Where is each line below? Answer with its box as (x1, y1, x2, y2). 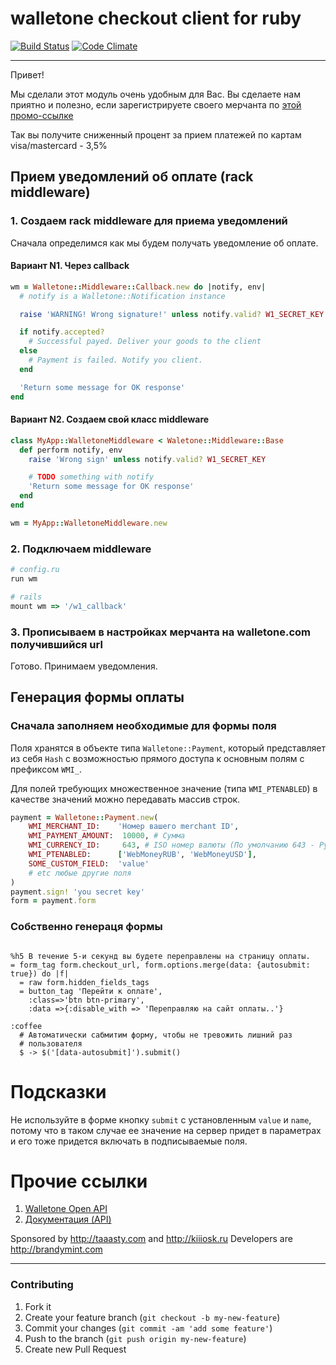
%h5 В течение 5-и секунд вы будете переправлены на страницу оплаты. (10, 951, 311, 961)
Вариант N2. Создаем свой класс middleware (10, 413, 210, 426)
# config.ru (10, 565, 60, 575)
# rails (10, 592, 43, 602)
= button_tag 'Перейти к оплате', (19, 986, 163, 996)
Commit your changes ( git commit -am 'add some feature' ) (24, 1322, 273, 1334)
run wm (10, 573, 38, 584)
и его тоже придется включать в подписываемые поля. (10, 1135, 248, 1147)
